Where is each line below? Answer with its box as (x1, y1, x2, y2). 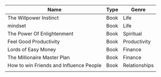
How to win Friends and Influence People (7, 62, 101, 69)
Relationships (122, 62, 154, 69)
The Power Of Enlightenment (7, 30, 74, 37)
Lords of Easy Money (7, 46, 56, 53)
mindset (7, 22, 26, 29)
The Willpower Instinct (7, 15, 59, 21)
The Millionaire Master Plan (7, 54, 70, 60)
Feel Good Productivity (7, 38, 60, 45)
